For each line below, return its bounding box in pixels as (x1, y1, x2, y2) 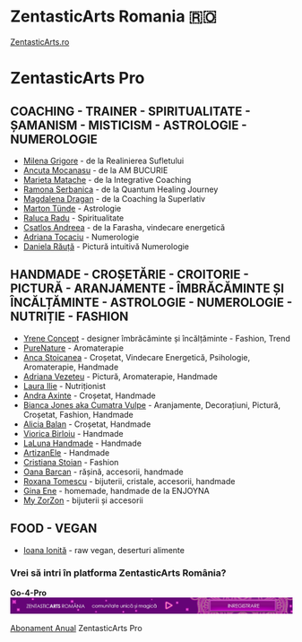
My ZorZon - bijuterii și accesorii (22, 495, 144, 506)
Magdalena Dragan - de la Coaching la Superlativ (22, 193, 205, 204)
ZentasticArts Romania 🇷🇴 (10, 6, 218, 27)
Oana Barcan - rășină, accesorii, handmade (22, 466, 184, 477)
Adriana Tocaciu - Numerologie (22, 231, 140, 242)
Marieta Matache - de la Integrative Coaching (22, 174, 192, 185)
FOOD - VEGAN (10, 521, 98, 536)
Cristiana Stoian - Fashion (22, 456, 119, 467)
